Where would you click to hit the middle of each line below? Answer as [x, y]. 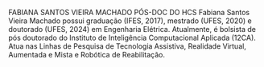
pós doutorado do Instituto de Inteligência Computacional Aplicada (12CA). [132, 37]
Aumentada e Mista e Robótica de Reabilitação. [87, 55]
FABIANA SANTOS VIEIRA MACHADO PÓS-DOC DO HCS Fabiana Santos [129, 12]
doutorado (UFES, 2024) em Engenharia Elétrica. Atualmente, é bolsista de [132, 29]
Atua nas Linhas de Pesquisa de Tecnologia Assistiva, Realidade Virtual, [128, 46]
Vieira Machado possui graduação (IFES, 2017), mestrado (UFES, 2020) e [130, 21]
